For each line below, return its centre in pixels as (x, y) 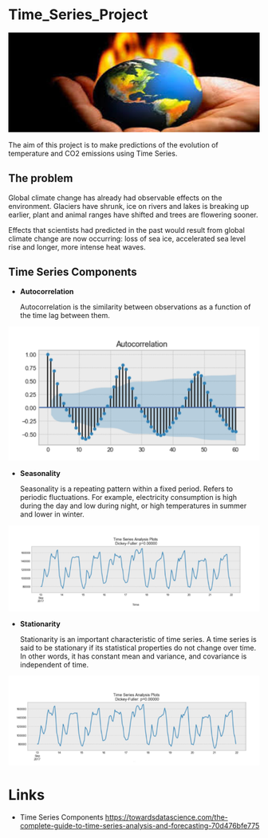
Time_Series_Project (78, 15)
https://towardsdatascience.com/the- (167, 817)
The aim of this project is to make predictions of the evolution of (113, 144)
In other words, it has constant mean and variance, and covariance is (133, 656)
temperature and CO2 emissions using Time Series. (93, 153)
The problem (41, 178)
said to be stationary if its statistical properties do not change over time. (138, 647)
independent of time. (54, 664)
